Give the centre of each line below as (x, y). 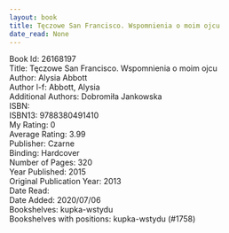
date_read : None (39, 34)
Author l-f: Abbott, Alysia (55, 87)
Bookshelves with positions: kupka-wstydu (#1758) (103, 219)
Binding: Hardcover (44, 153)
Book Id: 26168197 (43, 59)
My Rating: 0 (32, 125)
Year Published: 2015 (48, 172)
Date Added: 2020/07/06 (55, 200)
